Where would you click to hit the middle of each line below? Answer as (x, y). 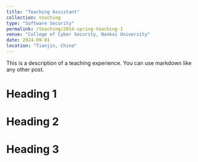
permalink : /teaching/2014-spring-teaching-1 (64, 29)
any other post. (25, 69)
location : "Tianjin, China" (42, 46)
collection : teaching (34, 18)
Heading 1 (32, 94)
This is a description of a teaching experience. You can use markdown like (99, 63)
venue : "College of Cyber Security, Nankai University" (78, 35)
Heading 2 (33, 122)
